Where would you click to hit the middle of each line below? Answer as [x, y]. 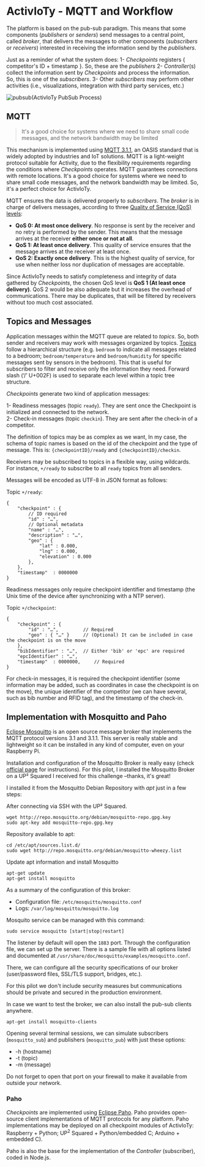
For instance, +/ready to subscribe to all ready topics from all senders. [94, 468]
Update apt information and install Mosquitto [62, 862]
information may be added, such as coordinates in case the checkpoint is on [102, 685]
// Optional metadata [56, 524]
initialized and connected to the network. [58, 412]
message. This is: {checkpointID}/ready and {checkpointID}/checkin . [94, 450]
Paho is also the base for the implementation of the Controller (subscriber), [101, 1151]
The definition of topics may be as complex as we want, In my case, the [97, 437]
